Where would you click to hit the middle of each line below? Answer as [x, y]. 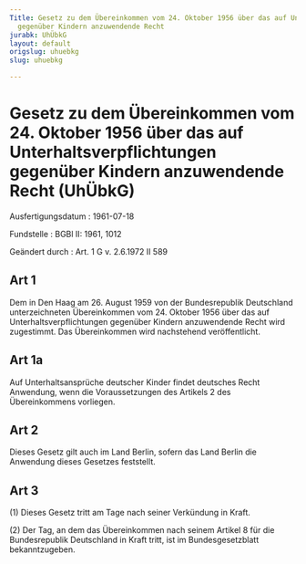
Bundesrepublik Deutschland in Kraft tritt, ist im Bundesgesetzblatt [134, 540]
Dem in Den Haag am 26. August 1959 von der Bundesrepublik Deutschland [151, 302]
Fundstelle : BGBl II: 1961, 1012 [66, 234]
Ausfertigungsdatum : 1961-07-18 [72, 216]
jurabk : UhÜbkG [38, 35]
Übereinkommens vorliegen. [62, 402]
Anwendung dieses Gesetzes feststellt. [83, 462]
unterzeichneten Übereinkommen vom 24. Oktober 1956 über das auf [140, 312]
